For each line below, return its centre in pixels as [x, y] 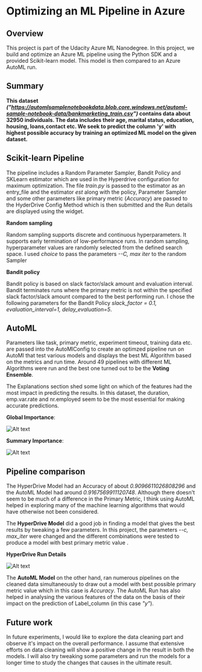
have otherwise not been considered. [53, 512]
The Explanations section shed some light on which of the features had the [99, 386]
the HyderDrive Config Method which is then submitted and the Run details [99, 205]
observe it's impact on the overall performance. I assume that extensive [96, 644]
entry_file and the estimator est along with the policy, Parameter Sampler [96, 192]
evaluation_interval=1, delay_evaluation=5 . [59, 309]
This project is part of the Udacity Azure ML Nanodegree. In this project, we [100, 48]
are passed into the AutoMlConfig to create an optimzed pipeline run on [95, 349]
